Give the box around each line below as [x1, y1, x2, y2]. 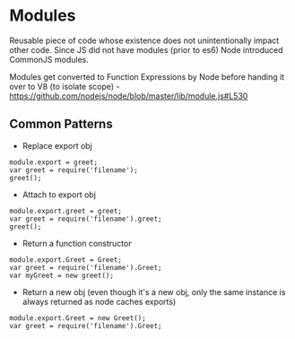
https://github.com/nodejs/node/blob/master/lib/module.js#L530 [9, 91, 248, 101]
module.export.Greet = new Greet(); [9, 313, 146, 323]
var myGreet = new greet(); [9, 271, 115, 280]
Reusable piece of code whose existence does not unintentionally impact [9, 35, 280, 46]
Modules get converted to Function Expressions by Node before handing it [9, 71, 285, 82]
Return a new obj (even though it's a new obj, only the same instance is [22, 286, 286, 297]
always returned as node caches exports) [22, 296, 177, 307]
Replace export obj [22, 140, 92, 151]
